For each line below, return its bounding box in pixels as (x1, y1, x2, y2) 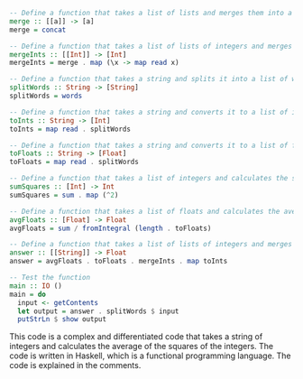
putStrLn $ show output (17, 315, 106, 324)
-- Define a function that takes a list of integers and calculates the (9, 174, 289, 183)
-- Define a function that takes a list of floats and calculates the (9, 207, 280, 216)
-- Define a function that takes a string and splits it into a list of (9, 75, 289, 84)
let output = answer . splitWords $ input (17, 307, 179, 316)
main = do (9, 290, 47, 299)
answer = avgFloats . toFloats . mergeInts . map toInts (9, 257, 228, 266)
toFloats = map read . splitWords (9, 158, 140, 167)
